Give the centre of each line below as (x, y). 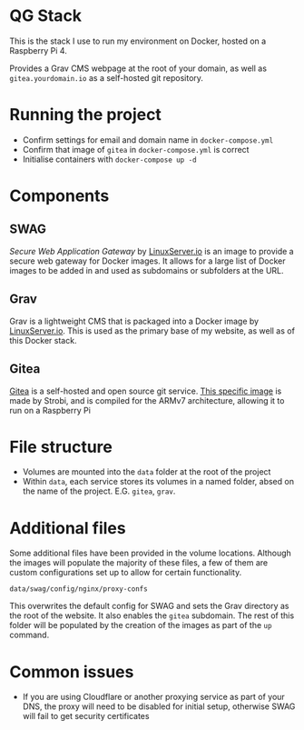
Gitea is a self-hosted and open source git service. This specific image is (146, 391)
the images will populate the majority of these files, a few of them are (139, 563)
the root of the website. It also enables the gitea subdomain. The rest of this (152, 615)
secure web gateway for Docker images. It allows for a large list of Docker (147, 261)
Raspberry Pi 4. (39, 50)
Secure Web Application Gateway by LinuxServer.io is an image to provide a (152, 251)
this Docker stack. (43, 340)
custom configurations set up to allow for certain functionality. (126, 573)
